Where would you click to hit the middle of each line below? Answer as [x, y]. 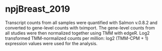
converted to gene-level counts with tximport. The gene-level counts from [80, 27]
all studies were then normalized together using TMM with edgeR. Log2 [77, 33]
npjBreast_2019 [38, 9]
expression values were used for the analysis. [51, 43]
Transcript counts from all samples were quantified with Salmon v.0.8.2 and [81, 23]
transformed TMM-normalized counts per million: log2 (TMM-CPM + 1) [77, 38]
